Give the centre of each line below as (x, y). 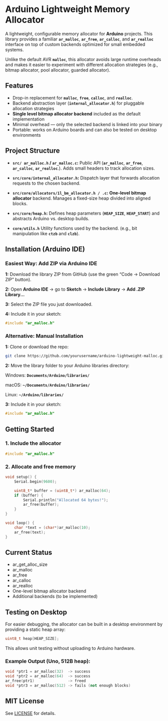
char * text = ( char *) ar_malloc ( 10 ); (52, 527)
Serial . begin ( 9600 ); (35, 481)
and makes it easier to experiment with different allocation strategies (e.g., (82, 65)
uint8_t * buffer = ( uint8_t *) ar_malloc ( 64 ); (62, 491)
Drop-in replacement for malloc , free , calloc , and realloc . (73, 98)
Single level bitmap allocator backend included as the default (76, 114)
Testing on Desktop (36, 612)
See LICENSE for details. (30, 713)
